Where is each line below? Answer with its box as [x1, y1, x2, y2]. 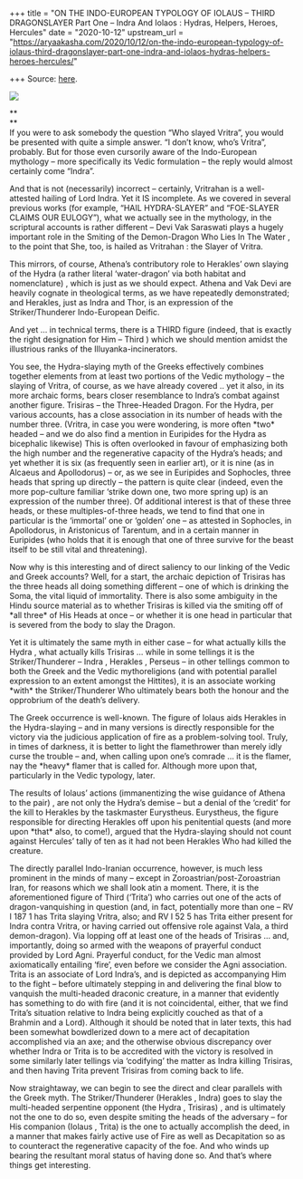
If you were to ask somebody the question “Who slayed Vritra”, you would [9, 127, 284, 138]
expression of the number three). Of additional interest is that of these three [9, 496, 292, 507]
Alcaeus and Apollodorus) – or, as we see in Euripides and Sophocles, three [9, 467, 291, 478]
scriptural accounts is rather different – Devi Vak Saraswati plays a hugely [9, 222, 284, 232]
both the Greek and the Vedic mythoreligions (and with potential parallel [9, 666, 278, 676]
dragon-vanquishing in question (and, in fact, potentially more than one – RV [9, 902, 294, 912]
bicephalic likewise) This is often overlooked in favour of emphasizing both [9, 439, 289, 449]
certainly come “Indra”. [9, 166, 95, 176]
